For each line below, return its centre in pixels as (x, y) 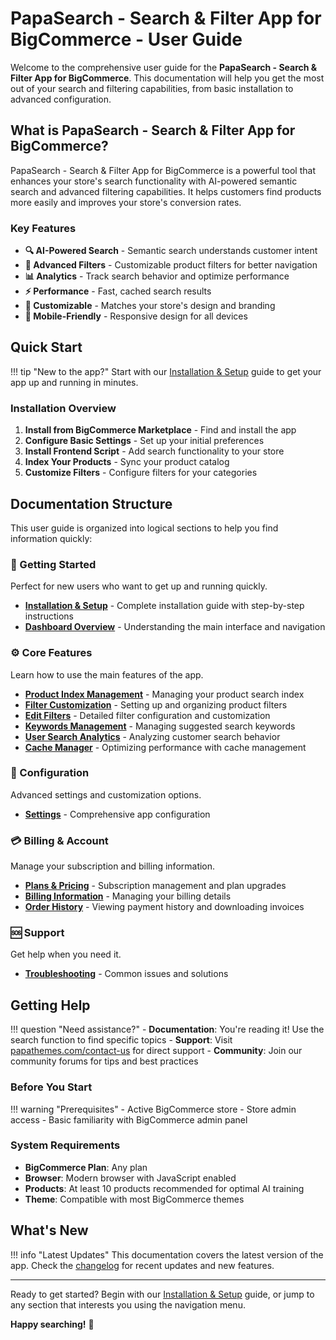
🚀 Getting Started (53, 564)
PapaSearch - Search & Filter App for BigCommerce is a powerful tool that (163, 170)
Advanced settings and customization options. (106, 794)
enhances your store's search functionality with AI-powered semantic (154, 181)
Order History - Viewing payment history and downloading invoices (164, 907)
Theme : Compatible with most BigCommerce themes (134, 1199)
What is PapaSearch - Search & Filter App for (153, 130)
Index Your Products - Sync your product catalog (127, 462)
